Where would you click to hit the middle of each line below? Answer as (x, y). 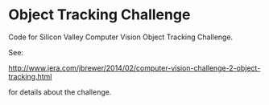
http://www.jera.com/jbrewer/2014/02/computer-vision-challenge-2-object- (134, 68)
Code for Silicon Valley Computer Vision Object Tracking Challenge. (121, 37)
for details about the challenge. (60, 92)
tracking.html (30, 76)
